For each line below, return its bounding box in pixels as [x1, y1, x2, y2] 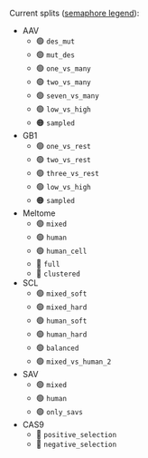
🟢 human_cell [35, 245, 88, 256]
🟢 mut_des [35, 49, 75, 60]
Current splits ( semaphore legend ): [9, 8, 140, 18]
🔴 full [35, 258, 60, 268]
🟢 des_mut [35, 35, 75, 46]
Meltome [22, 208, 56, 219]
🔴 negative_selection [35, 439, 117, 449]
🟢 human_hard [35, 328, 88, 339]
